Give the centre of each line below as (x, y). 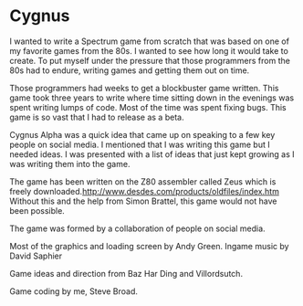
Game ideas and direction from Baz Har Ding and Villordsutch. (126, 273)
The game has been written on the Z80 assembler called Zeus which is (143, 181)
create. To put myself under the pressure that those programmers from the (150, 60)
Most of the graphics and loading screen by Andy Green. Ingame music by (149, 246)
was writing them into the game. (70, 164)
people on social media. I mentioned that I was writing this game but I (140, 144)
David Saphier (36, 256)
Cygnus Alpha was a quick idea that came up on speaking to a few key (142, 134)
